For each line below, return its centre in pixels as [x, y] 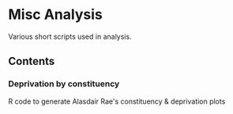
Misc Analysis [55, 15]
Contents [32, 61]
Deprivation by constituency [64, 84]
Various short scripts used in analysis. [70, 36]
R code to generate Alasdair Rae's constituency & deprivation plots [117, 101]
